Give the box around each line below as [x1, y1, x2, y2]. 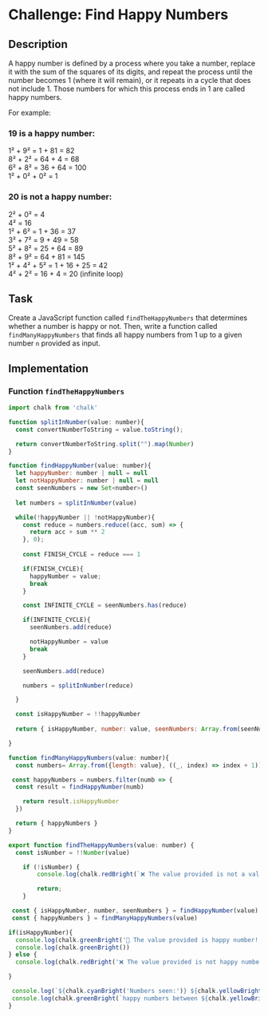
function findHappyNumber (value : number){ [8, 461, 152, 470]
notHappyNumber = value [29, 638, 109, 646]
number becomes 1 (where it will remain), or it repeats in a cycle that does [8, 76, 251, 85]
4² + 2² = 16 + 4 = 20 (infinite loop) [8, 269, 124, 279]
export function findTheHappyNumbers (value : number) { [8, 841, 195, 849]
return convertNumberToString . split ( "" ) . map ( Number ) [15, 440, 195, 448]
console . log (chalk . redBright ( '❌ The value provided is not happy [15, 958, 238, 967]
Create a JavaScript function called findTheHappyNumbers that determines [8, 313, 248, 323]
